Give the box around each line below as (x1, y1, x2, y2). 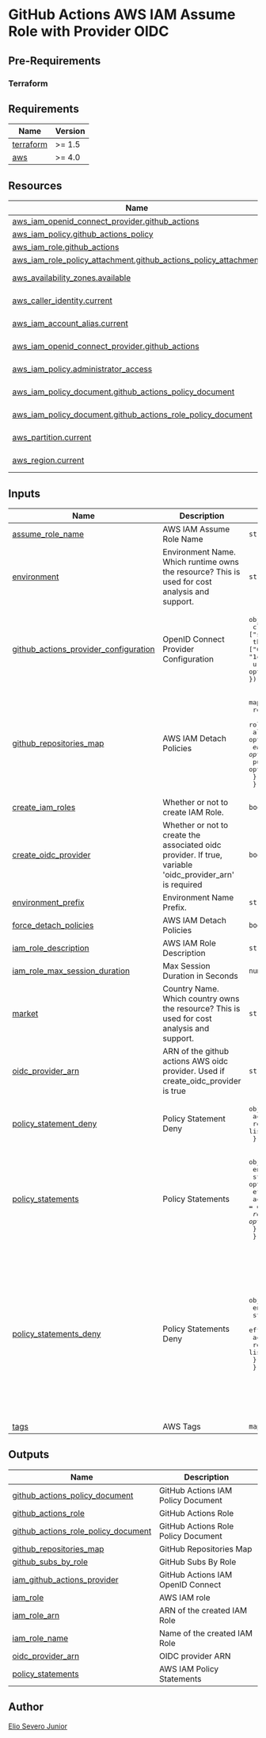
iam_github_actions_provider (12, 1574, 119, 1585)
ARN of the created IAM (158, 1605, 248, 1616)
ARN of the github (162, 1045, 230, 1057)
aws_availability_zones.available (12, 272, 131, 283)
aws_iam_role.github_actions (12, 242, 120, 253)
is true (162, 1085, 186, 1096)
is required (162, 879, 203, 890)
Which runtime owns (162, 556, 240, 567)
